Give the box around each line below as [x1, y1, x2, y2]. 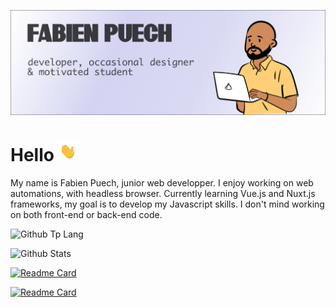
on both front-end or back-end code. [10, 208, 163, 220]
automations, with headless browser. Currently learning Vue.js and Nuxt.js [10, 187, 316, 199]
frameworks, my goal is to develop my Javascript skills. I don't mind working [10, 198, 325, 210]
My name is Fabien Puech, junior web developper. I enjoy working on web [10, 176, 314, 189]
